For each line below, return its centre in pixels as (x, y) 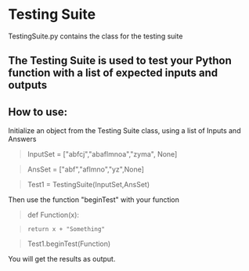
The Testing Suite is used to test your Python (120, 61)
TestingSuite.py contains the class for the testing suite (96, 36)
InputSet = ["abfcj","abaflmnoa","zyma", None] (102, 154)
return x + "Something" (66, 229)
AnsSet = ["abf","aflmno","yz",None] (86, 169)
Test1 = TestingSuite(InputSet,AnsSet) (88, 185)
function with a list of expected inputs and (113, 73)
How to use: (38, 112)
